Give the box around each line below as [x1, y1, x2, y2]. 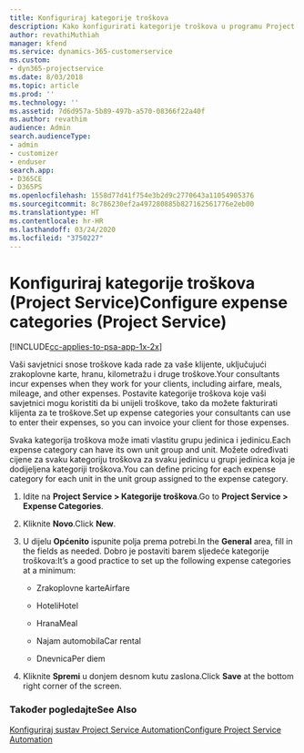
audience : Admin [9, 124, 71, 133]
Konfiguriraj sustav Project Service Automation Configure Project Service [9, 724, 282, 735]
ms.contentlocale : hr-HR [9, 216, 104, 226]
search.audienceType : [9, 132, 92, 141]
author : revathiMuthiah [9, 30, 100, 39]
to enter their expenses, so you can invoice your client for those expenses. [9, 417, 289, 428]
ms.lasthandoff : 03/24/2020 [9, 225, 117, 234]
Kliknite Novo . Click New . [22, 518, 117, 529]
